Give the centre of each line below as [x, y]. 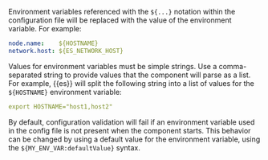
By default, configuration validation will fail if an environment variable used [132, 122]
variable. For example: [45, 29]
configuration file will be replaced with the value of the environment [120, 20]
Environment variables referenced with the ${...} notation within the [122, 12]
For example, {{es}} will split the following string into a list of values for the [131, 83]
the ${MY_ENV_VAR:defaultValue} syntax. [74, 147]
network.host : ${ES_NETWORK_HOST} [66, 51]
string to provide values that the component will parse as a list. [147, 75]
